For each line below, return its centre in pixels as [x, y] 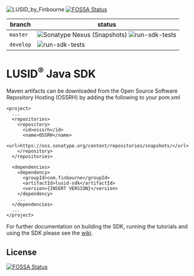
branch [21, 24]
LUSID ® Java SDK [51, 73]
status [107, 24]
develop [20, 45]
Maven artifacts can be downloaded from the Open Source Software [92, 91]
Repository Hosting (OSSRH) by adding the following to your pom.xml [93, 97]
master [19, 34]
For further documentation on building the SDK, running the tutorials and [97, 227]
